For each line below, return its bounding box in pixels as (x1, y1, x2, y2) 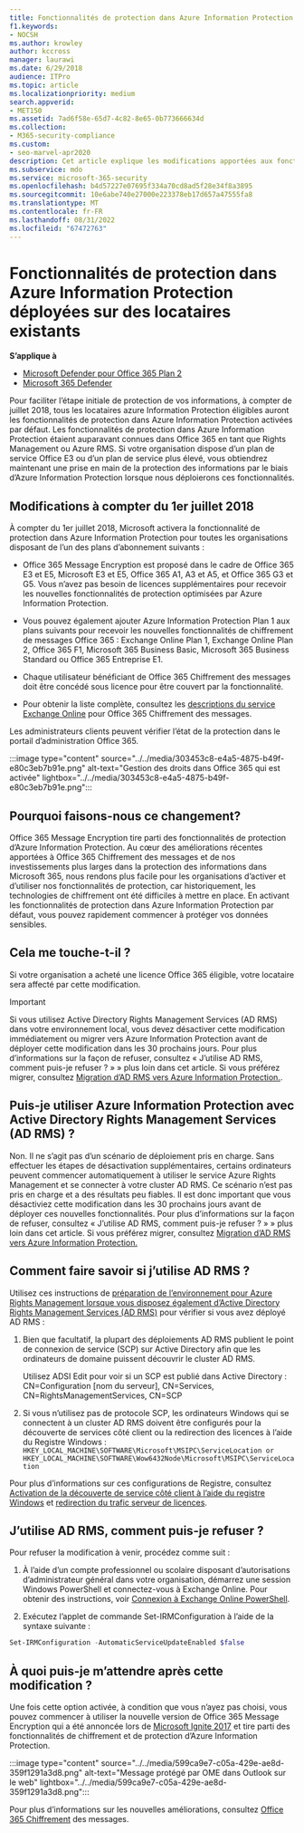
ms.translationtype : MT (9, 198, 100, 208)
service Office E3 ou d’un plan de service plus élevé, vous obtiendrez (9, 453, 269, 464)
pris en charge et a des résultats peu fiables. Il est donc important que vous (9, 1189, 291, 1200)
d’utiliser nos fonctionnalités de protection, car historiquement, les (9, 881, 256, 892)
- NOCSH (9, 30, 39, 39)
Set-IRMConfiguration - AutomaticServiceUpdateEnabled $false (9, 1638, 245, 1647)
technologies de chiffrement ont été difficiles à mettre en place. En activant (9, 890, 290, 902)
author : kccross (9, 47, 71, 56)
